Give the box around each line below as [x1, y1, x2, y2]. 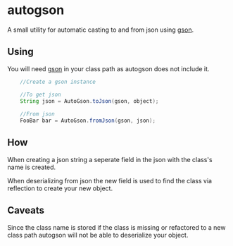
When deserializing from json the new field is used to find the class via [7, 176, 213, 185]
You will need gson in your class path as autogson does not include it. [7, 64, 210, 73]
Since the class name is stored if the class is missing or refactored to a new [7, 223, 226, 231]
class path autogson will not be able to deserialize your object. [7, 230, 189, 239]
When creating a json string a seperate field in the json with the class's [7, 155, 213, 164]
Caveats [7, 204, 44, 216]
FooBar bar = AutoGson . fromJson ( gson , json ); [20, 117, 156, 125]
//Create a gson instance [20, 78, 96, 85]
